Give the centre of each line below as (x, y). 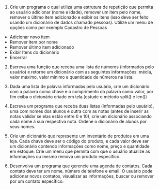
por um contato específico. (37, 181)
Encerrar (18, 57)
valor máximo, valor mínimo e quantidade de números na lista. (72, 77)
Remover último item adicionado (42, 47)
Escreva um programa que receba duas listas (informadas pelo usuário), (82, 106)
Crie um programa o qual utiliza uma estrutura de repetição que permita (81, 7)
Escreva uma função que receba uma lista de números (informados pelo (82, 67)
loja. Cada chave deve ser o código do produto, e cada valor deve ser (79, 141)
